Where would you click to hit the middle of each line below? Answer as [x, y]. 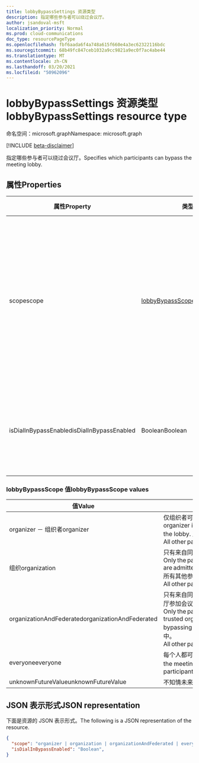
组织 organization [33, 568]
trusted [173, 619]
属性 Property [72, 206]
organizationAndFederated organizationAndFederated [84, 619]
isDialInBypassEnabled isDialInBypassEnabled [72, 430]
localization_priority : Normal [45, 28]
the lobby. [177, 534]
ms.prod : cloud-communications [45, 34]
